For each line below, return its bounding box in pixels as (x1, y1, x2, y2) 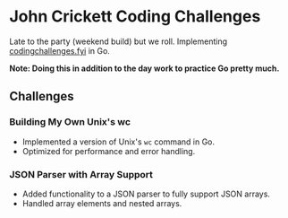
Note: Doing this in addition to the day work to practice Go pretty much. (9, 63, 280, 74)
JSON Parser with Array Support (9, 168, 154, 180)
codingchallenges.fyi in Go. (9, 45, 110, 56)
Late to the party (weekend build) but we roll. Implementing (9, 36, 228, 47)
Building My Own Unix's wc (9, 116, 131, 128)
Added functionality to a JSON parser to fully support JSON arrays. (21, 188, 271, 199)
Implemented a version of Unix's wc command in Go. (21, 136, 216, 147)
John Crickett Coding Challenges (9, 6, 261, 27)
